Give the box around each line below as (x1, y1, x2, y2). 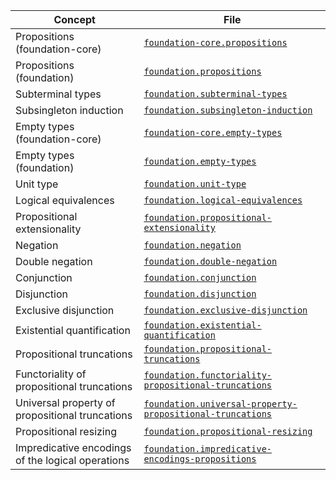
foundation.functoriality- (143, 370, 273, 381)
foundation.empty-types (143, 156, 257, 167)
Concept (53, 13, 96, 26)
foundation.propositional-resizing (143, 426, 313, 437)
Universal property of (15, 396, 116, 409)
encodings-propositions (143, 454, 257, 464)
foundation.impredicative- (143, 444, 273, 454)
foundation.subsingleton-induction (143, 105, 313, 116)
